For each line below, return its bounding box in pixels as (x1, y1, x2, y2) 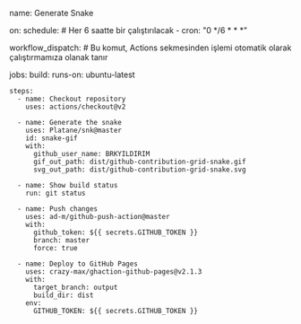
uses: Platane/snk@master (25, 126, 123, 135)
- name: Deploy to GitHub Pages (17, 259, 139, 268)
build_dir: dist (32, 291, 94, 300)
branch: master (32, 236, 90, 245)
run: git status (25, 188, 87, 197)
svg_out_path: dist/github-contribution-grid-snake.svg (32, 165, 246, 174)
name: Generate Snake (9, 8, 94, 18)
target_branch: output (32, 283, 118, 292)
